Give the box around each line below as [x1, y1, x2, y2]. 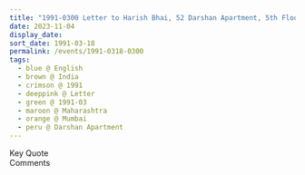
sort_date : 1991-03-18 [9, 38, 95, 48]
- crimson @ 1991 [17, 81, 84, 90]
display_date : [9, 30, 64, 39]
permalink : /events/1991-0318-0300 [9, 47, 144, 56]
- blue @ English [17, 64, 84, 73]
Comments [9, 158, 51, 168]
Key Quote [9, 148, 49, 159]
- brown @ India [17, 73, 79, 82]
